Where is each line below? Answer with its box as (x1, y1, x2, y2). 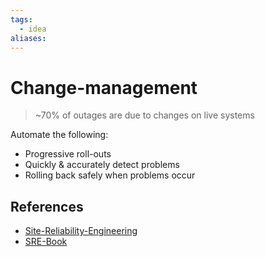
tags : (10, 14, 33, 25)
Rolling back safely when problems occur (24, 169, 196, 181)
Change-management (10, 76, 198, 99)
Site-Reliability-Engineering (24, 225, 138, 237)
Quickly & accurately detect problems (24, 159, 180, 171)
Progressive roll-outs (24, 148, 112, 160)
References (10, 198, 84, 215)
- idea (19, 24, 47, 34)
